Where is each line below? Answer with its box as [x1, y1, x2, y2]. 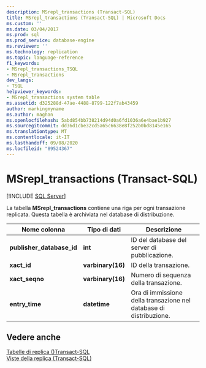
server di [131, 243, 157, 252]
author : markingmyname [6, 105, 64, 112]
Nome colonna [21, 225, 66, 233]
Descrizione [145, 225, 182, 233]
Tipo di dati [86, 225, 121, 233]
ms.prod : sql [6, 32, 40, 38]
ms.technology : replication [6, 49, 78, 55]
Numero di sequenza [131, 271, 191, 279]
